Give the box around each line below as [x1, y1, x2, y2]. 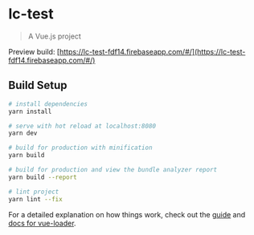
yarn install [8, 107, 52, 115]
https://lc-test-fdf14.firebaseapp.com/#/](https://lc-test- [59, 47, 246, 56]
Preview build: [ [8, 47, 60, 56]
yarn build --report [8, 173, 78, 181]
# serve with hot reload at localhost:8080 [8, 122, 157, 130]
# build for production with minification [8, 144, 153, 152]
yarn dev [8, 129, 38, 137]
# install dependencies [8, 99, 88, 108]
